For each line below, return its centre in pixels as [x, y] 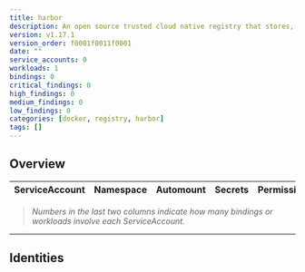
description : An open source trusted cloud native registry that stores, [152, 26]
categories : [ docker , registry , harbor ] [87, 119]
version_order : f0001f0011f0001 [70, 43]
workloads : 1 [34, 69]
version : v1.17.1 [42, 34]
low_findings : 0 [40, 111]
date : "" [26, 52]
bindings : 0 [32, 77]
